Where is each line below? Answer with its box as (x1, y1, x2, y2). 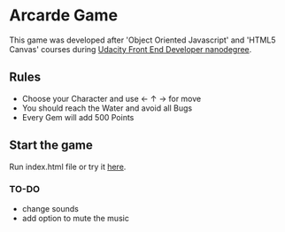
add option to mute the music (21, 213, 130, 223)
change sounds (21, 203, 80, 213)
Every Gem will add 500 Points (21, 112, 135, 122)
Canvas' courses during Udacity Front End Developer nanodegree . (9, 43, 252, 54)
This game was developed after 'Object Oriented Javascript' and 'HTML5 (9, 35, 276, 45)
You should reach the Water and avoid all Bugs (21, 103, 193, 113)
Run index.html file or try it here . (9, 161, 127, 172)
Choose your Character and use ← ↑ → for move (21, 93, 202, 104)
